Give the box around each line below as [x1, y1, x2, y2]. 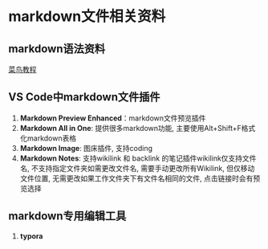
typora [19, 231, 43, 241]
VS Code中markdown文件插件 [8, 90, 160, 104]
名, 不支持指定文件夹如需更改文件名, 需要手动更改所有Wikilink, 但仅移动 [19, 163, 255, 173]
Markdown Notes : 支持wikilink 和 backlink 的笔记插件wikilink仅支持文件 [19, 153, 257, 163]
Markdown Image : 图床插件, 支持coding [19, 143, 153, 153]
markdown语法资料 [8, 42, 106, 55]
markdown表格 [26, 133, 77, 143]
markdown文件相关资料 [8, 7, 166, 26]
